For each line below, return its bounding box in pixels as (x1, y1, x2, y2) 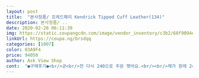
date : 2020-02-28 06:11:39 (6, 25, 73, 31)
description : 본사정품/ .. (6, 19, 68, 25)
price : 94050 (6, 52, 38, 58)
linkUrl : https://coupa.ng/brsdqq (6, 36, 92, 42)
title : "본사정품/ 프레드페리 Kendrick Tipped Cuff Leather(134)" (6, 14, 165, 20)
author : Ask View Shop (6, 57, 62, 63)
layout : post (6, 8, 38, 15)
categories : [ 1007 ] (6, 42, 54, 48)
